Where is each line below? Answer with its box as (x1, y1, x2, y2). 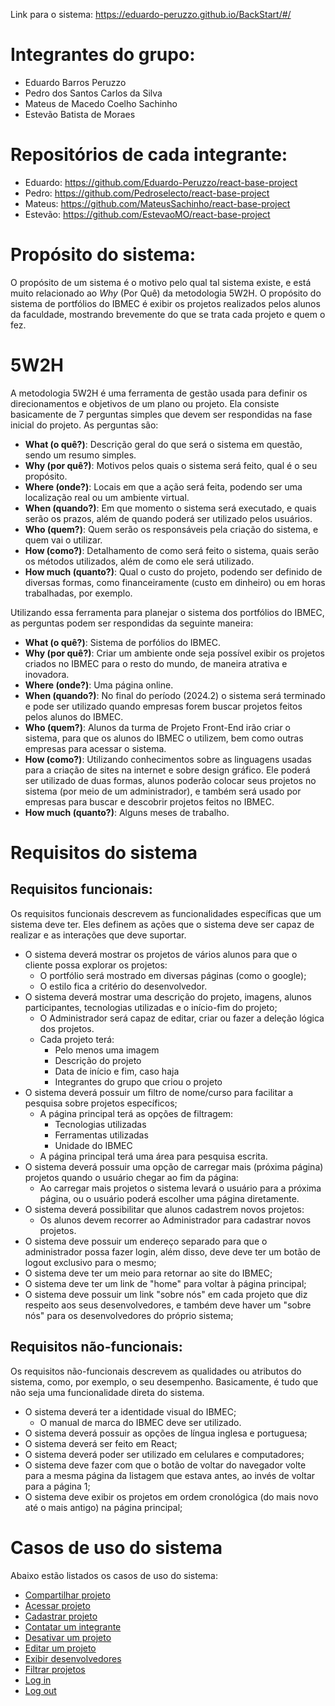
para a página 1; (24, 1480, 91, 1492)
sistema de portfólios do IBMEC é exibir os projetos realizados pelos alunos (10, 297, 321, 309)
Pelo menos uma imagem (54, 1044, 160, 1056)
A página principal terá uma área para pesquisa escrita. (39, 1150, 268, 1162)
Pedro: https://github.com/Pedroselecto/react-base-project (24, 187, 270, 199)
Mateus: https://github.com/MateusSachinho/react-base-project (24, 197, 291, 209)
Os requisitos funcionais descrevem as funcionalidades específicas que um (10, 907, 322, 919)
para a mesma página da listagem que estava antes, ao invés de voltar (24, 1469, 316, 1481)
